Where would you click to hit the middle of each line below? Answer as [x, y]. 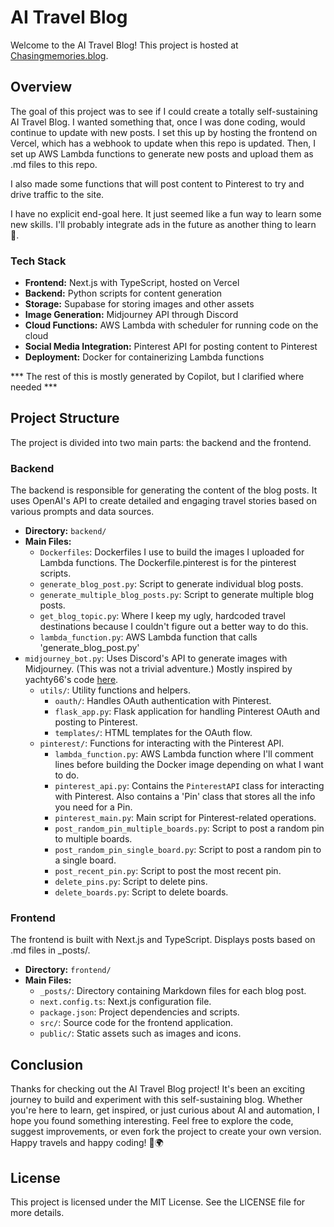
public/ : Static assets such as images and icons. [140, 1033]
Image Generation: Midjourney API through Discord [131, 315]
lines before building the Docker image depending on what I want [189, 765]
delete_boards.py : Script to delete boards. [141, 892]
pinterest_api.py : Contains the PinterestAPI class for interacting [189, 786]
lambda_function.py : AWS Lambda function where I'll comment [184, 754]
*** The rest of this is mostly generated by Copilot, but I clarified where [157, 377]
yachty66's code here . [71, 680]
